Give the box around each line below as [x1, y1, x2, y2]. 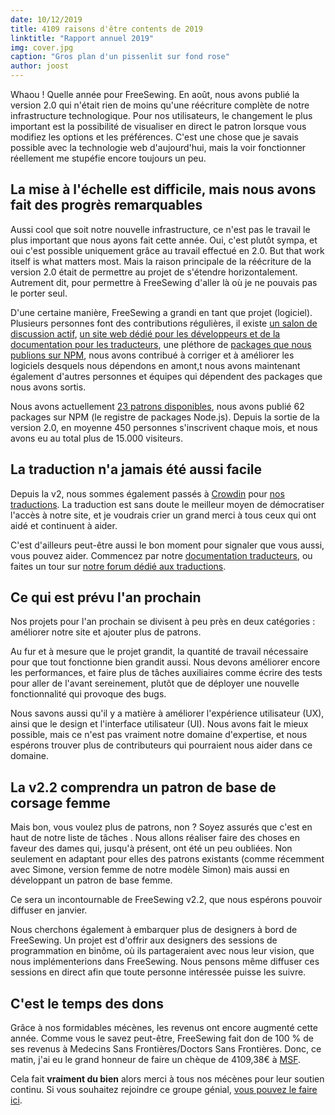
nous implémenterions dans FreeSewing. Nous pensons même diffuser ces [10, 956, 320, 968]
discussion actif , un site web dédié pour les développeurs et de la [10, 327, 281, 340]
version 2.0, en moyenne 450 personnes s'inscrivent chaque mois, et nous [10, 421, 318, 433]
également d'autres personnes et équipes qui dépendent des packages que [10, 370, 323, 382]
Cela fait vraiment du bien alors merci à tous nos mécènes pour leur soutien [10, 1073, 325, 1085]
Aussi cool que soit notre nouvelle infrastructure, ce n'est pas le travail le [10, 223, 311, 235]
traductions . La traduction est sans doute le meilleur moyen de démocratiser [10, 498, 325, 510]
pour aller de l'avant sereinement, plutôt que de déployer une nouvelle [10, 677, 300, 690]
